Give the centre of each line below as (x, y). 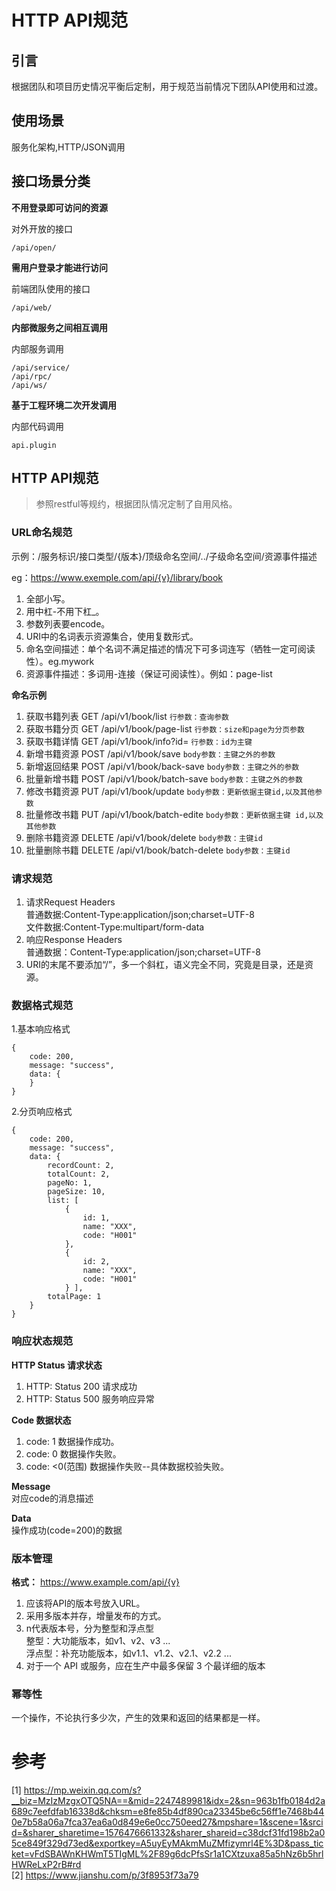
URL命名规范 (42, 533)
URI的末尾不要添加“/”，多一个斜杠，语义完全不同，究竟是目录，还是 (165, 965)
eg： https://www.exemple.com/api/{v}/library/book (117, 577)
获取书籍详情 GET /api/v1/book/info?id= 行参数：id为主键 (139, 741)
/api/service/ (41, 367)
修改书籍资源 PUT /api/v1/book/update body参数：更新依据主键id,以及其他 (170, 791)
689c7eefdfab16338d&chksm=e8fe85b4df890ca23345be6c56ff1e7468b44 (168, 1812)
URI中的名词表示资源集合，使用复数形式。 (112, 636)
